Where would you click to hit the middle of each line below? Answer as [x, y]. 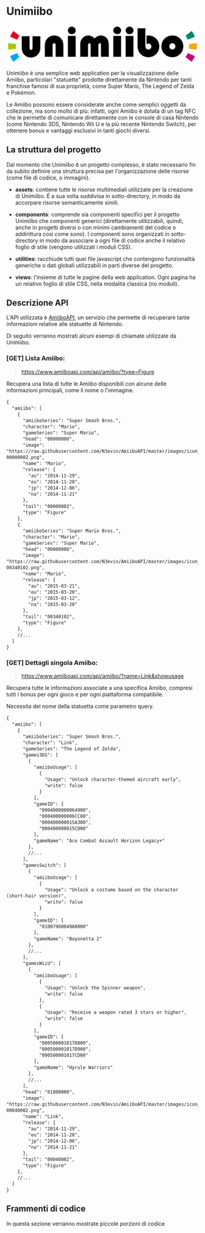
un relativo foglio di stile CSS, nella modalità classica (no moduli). [97, 284]
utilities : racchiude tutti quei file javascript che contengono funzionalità [105, 259]
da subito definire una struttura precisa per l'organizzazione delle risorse [98, 171]
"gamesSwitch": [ [45, 865]
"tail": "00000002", [49, 506]
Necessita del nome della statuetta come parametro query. [80, 707]
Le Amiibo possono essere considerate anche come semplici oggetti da [96, 104]
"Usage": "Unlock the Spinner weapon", [95, 988]
